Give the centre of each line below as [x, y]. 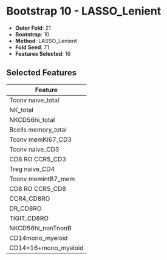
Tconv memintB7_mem [42, 179]
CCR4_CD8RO [30, 198]
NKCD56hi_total [32, 119]
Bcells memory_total [38, 130]
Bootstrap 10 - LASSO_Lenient [84, 11]
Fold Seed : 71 [32, 47]
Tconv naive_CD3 [34, 149]
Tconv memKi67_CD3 [40, 139]
